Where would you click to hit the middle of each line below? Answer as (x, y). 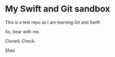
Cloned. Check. (21, 41)
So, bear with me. (22, 31)
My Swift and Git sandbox (57, 9)
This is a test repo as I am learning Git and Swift (52, 22)
